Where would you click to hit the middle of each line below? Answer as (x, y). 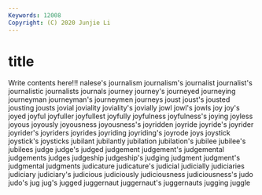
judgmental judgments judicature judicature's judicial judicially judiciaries (127, 166)
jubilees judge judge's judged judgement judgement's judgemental (116, 150)
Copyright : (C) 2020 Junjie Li (59, 23)
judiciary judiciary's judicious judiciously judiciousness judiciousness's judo (131, 175)
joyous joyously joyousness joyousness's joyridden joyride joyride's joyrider (131, 125)
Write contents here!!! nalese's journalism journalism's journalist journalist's (131, 83)
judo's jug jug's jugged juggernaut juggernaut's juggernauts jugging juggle (129, 183)
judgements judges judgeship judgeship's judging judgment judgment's (124, 158)
